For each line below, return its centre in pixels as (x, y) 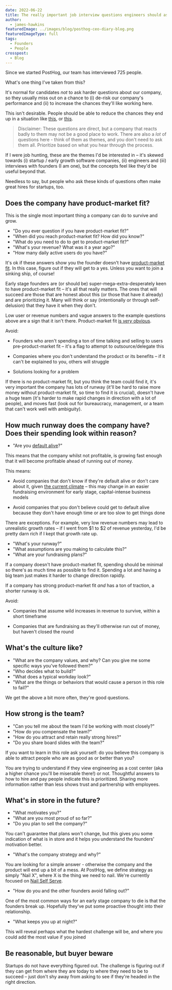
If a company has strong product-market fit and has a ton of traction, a (80, 585)
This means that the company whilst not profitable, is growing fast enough (84, 455)
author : (14, 20)
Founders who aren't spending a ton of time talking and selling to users (88, 341)
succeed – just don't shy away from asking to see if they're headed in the (83, 977)
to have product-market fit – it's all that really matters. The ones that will (81, 289)
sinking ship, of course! (30, 274)
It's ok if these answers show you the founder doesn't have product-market (85, 263)
